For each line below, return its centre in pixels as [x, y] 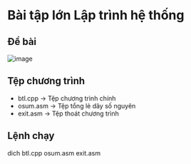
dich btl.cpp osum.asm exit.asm [54, 153]
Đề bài [22, 42]
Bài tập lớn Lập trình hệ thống [96, 15]
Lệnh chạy [31, 136]
